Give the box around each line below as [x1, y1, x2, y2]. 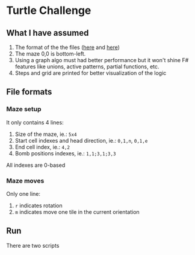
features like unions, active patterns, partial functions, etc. [14, 63, 159, 70]
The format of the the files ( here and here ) [14, 44, 120, 51]
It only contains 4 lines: [6, 118, 64, 126]
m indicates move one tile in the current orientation [14, 208, 140, 215]
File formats [6, 87, 52, 97]
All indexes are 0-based [6, 161, 66, 169]
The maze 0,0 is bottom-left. [14, 50, 86, 57]
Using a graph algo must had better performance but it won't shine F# [14, 57, 189, 63]
